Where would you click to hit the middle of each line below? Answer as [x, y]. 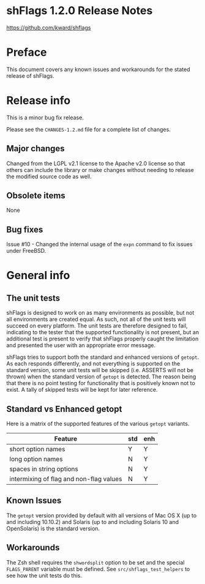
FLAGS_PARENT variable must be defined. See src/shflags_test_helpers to [98, 569]
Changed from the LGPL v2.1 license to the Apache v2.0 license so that [96, 163]
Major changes [36, 148]
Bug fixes [25, 229]
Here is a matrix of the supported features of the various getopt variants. [98, 424]
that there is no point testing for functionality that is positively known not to [101, 383]
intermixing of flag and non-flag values [66, 479]
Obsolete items [36, 196]
